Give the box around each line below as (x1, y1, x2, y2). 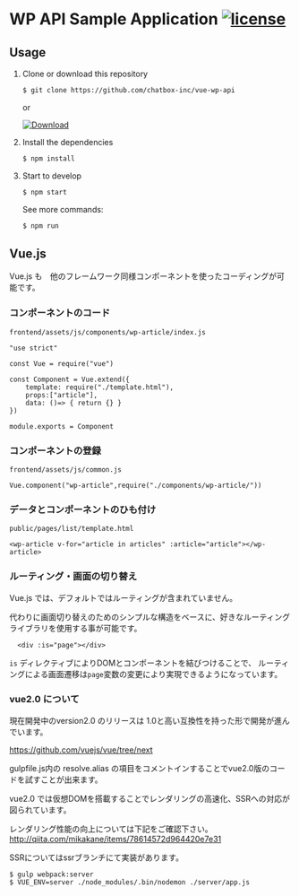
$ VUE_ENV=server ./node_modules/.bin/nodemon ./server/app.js (9, 877, 251, 887)
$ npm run (21, 221, 60, 231)
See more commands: (21, 204, 104, 214)
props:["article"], (25, 390, 98, 399)
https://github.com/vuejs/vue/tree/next (9, 744, 154, 755)
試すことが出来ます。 (24, 774, 103, 785)
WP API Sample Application (9, 9, 218, 30)
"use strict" (9, 344, 58, 352)
